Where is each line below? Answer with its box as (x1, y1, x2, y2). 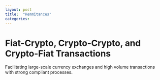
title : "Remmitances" (5, 12, 52, 17)
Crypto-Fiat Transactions (5, 48, 111, 59)
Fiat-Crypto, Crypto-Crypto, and (5, 37, 141, 49)
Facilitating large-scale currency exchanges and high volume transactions (5, 64, 155, 70)
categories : (5, 16, 30, 21)
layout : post (5, 7, 32, 12)
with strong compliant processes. (5, 69, 73, 75)
